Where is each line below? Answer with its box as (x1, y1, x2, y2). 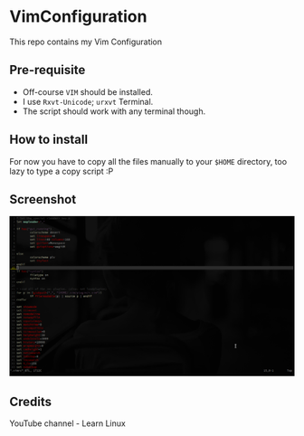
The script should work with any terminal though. (22, 106, 206, 117)
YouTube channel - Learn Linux (9, 418, 127, 429)
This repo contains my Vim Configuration (9, 36, 163, 47)
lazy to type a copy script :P (9, 166, 114, 176)
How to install (9, 132, 89, 147)
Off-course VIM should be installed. (22, 86, 154, 97)
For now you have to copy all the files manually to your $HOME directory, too (9, 156, 288, 166)
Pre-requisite (9, 62, 86, 78)
